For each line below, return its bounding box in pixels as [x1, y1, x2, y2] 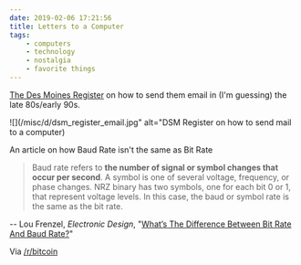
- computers [26, 38, 71, 48]
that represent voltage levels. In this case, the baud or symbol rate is [31, 191, 290, 202]
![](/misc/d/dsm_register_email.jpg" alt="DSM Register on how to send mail [9, 116, 292, 128]
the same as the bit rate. [31, 200, 123, 211]
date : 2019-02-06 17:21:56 [9, 13, 112, 23]
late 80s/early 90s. [9, 99, 80, 110]
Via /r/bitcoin [9, 246, 58, 257]
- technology [26, 48, 76, 57]
